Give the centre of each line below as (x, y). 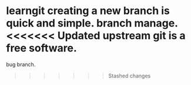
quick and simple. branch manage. (92, 23)
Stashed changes (130, 76)
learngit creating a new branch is (88, 11)
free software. (42, 48)
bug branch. (21, 64)
